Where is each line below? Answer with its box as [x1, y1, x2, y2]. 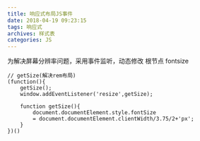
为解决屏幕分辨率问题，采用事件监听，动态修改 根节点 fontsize [7, 57, 189, 66]
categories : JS [7, 37, 52, 44]
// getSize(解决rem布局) [7, 72, 76, 80]
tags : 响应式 [7, 23, 42, 30]
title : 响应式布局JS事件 [7, 10, 73, 18]
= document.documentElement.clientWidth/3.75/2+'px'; [33, 116, 194, 123]
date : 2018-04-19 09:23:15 [7, 17, 87, 24]
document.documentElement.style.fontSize [33, 109, 157, 116]
